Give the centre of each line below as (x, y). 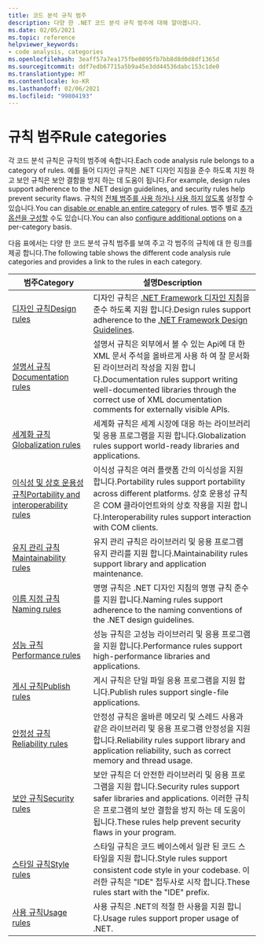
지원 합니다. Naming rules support (162, 600)
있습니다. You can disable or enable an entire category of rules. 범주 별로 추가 (130, 208)
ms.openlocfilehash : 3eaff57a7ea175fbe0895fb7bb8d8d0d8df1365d (114, 60)
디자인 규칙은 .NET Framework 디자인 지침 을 (171, 298)
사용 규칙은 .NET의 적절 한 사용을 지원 (159, 907)
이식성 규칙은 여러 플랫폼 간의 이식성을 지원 (168, 470)
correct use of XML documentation (158, 400)
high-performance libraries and (152, 656)
